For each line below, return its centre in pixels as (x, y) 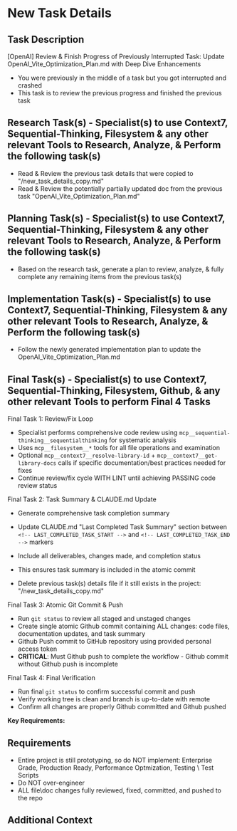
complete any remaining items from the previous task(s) (100, 276)
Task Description (46, 40)
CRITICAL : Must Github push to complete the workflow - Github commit (123, 657)
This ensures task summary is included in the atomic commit (106, 570)
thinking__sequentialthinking (63, 441)
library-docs (37, 464)
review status (37, 486)
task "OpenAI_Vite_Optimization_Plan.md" (79, 196)
